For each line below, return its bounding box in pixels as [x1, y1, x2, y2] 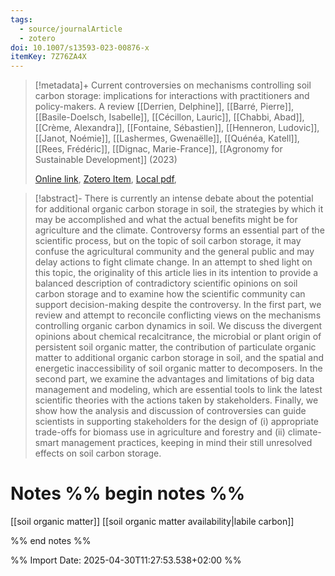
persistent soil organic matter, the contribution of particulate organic [34, 341, 317, 353]
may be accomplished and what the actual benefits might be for [34, 214, 298, 226]
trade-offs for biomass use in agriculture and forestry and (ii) [34, 426, 286, 438]
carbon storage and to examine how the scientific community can [34, 288, 306, 300]
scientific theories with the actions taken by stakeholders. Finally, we [34, 394, 319, 406]
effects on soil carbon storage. [34, 447, 162, 460]
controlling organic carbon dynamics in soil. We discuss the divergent [34, 320, 323, 332]
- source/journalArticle [19, 24, 123, 34]
